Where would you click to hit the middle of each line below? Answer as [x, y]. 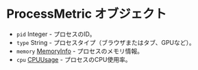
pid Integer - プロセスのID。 [56, 34]
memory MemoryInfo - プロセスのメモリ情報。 [80, 51]
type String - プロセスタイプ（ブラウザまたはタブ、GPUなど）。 [106, 42]
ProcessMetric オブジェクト [87, 14]
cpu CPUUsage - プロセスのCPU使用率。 [74, 59]
